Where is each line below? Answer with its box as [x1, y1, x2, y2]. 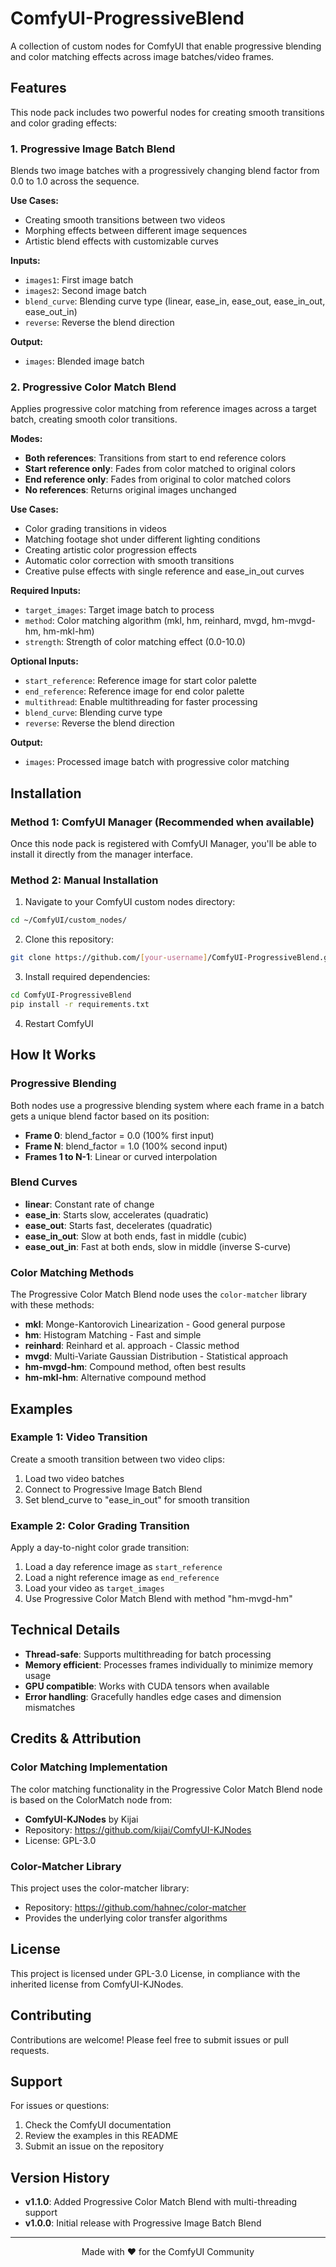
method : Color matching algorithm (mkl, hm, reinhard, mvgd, [24, 615, 270, 627]
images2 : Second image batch [24, 285, 147, 297]
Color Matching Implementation [10, 1760, 168, 1774]
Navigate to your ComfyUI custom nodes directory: [24, 896, 236, 908]
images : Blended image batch [24, 355, 145, 367]
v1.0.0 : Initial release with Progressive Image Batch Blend [24, 2217, 262, 2229]
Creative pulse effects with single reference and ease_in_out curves [24, 565, 305, 577]
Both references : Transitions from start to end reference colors [24, 452, 287, 464]
